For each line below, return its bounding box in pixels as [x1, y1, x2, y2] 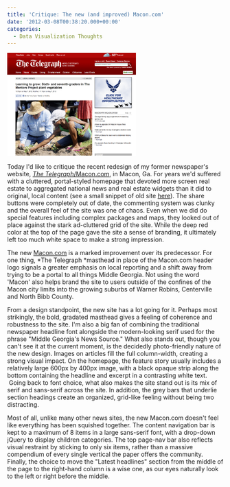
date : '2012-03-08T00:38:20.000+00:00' [7, 18, 122, 25]
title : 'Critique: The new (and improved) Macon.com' [7, 11, 165, 18]
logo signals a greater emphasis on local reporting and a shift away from [7, 263, 212, 272]
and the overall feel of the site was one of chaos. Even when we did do [7, 206, 207, 215]
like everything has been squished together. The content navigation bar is [7, 421, 216, 429]
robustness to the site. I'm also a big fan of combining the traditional [7, 320, 200, 329]
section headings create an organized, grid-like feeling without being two [7, 393, 214, 401]
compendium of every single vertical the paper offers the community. [7, 450, 204, 459]
